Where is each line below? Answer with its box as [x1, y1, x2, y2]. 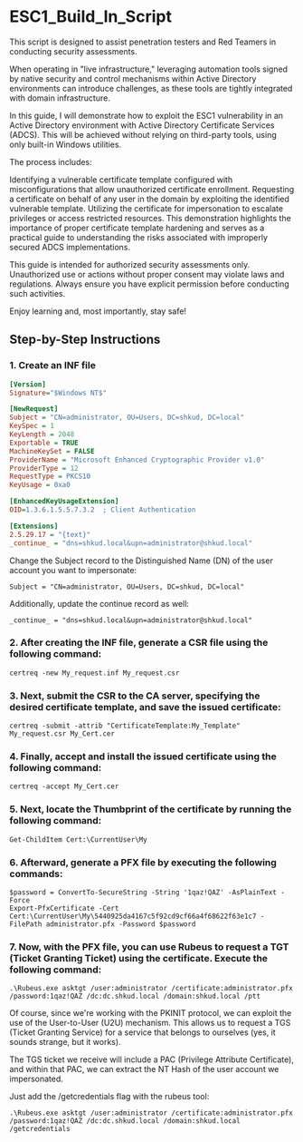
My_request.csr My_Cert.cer [9, 729, 116, 738]
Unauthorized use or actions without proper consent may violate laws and [9, 268, 285, 279]
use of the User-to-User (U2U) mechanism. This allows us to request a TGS [9, 1018, 291, 1029]
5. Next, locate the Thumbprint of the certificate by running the [9, 803, 292, 815]
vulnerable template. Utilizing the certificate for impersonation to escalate [9, 202, 283, 214]
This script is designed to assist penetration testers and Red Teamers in [9, 36, 277, 47]
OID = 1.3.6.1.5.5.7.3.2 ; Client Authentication [9, 505, 196, 514]
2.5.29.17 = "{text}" [9, 530, 91, 539]
